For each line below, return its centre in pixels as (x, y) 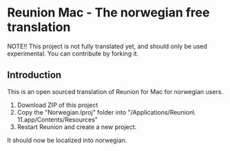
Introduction (34, 75)
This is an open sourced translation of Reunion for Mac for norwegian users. (115, 91)
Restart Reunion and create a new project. (77, 127)
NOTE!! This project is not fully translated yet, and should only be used (107, 46)
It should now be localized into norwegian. (67, 140)
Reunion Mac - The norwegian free (108, 13)
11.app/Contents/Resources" (57, 119)
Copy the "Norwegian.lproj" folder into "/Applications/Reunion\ (106, 112)
